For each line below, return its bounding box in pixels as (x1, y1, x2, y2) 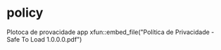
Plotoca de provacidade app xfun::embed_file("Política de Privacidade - (6, 28, 215, 36)
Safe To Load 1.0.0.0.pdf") (6, 35, 82, 43)
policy (6, 5, 44, 21)
